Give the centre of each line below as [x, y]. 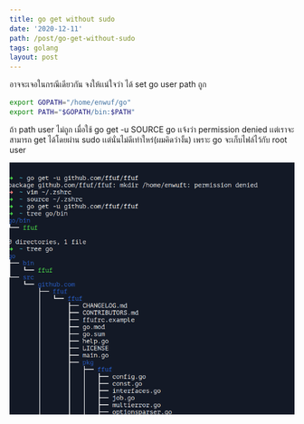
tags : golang [34, 48]
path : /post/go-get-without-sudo [72, 38]
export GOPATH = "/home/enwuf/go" [70, 103]
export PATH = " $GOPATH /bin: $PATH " [72, 112]
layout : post [34, 58]
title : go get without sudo [62, 19]
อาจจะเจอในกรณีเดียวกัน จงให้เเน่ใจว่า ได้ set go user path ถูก [108, 84]
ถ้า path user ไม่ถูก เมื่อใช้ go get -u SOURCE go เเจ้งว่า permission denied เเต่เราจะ [152, 129]
